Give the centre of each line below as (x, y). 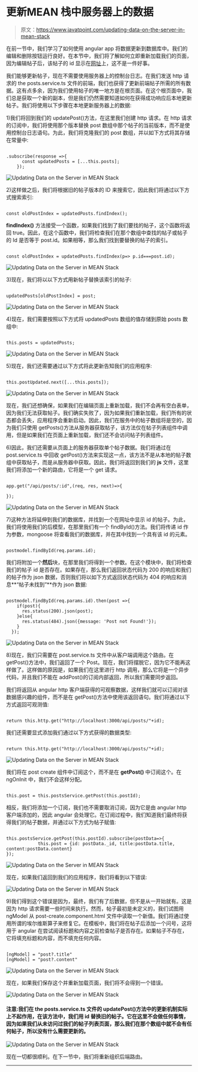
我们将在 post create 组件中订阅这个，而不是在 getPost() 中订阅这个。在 (94, 772)
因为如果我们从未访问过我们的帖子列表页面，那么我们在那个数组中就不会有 (96, 1024)
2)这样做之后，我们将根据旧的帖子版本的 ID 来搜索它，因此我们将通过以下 (95, 190)
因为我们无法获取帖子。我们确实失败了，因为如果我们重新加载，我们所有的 (96, 413)
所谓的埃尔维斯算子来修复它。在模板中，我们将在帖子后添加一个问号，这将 (101, 923)
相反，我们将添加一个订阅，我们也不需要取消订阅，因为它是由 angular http (96, 807)
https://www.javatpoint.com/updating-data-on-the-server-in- (111, 30)
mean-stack (35, 36)
